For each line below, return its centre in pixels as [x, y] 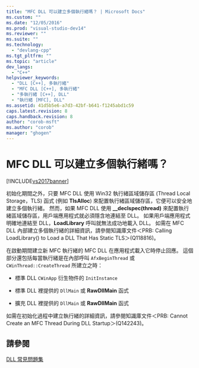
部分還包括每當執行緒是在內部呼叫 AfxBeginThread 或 [71, 258]
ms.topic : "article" [32, 61]
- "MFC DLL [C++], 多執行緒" [46, 89]
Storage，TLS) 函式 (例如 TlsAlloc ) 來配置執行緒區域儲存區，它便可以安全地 [99, 201]
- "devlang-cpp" [31, 50]
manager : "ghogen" [29, 133]
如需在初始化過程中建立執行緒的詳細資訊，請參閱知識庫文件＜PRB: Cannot [97, 316]
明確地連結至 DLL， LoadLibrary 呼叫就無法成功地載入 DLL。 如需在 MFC [95, 223]
